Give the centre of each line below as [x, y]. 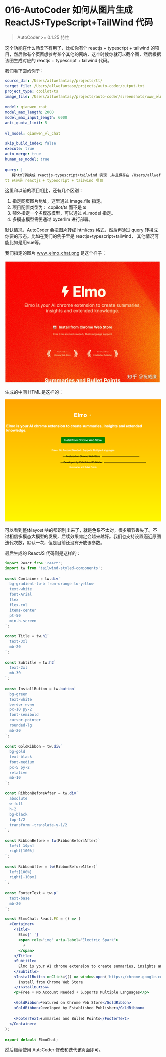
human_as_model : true [27, 159]
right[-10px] [23, 877]
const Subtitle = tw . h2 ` [31, 663]
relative [19, 773]
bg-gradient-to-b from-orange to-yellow [52, 584]
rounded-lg [21, 725]
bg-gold [18, 752]
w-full [16, 804]
